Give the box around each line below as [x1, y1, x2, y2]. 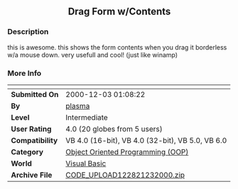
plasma [65, 101, 90, 110]
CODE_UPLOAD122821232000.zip [65, 170, 185, 180]
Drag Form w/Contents [67, 6, 171, 18]
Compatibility [11, 135, 58, 145]
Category [11, 147, 44, 156]
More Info [7, 68, 42, 78]
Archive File [11, 170, 53, 180]
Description [7, 27, 49, 37]
